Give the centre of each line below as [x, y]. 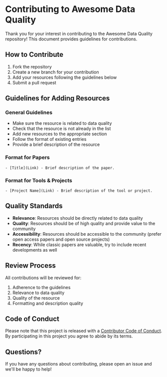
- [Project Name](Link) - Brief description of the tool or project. [79, 191]
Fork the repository [32, 66]
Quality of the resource [36, 298]
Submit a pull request [34, 82]
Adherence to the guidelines [41, 287]
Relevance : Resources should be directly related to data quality [78, 218]
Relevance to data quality [38, 293]
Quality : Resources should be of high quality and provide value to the [84, 223]
